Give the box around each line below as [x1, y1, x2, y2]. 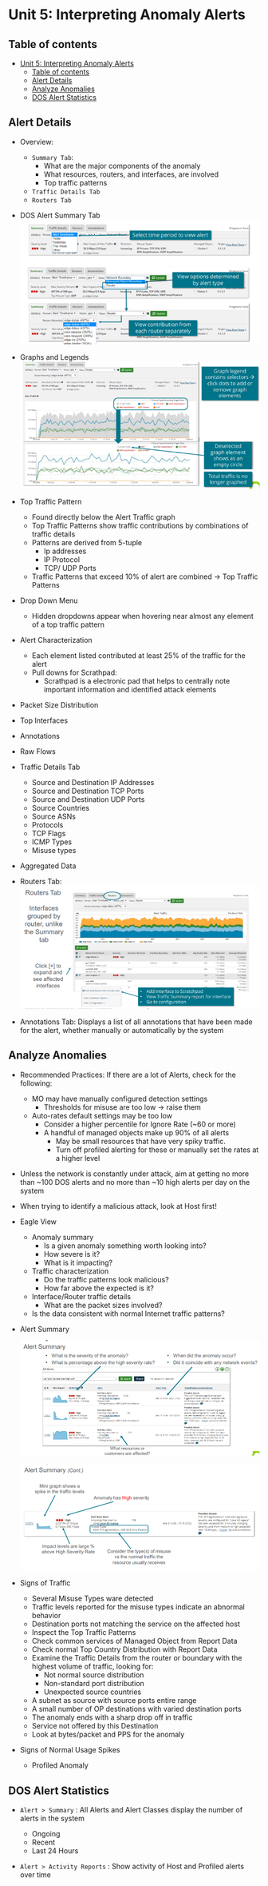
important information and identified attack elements [43, 685, 217, 695]
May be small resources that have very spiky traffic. [55, 1136, 226, 1146]
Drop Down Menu [19, 596, 78, 605]
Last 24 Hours [31, 1846, 79, 1856]
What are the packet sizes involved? [43, 1300, 163, 1310]
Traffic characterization [31, 1266, 109, 1276]
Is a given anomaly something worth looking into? [43, 1241, 207, 1250]
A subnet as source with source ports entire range [31, 1696, 197, 1705]
